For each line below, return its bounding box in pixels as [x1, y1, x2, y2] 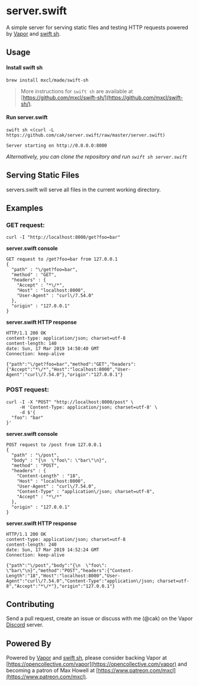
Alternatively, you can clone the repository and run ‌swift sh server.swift [6, 153, 188, 160]
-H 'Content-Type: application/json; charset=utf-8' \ [19, 404, 158, 410]
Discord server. [6, 621, 44, 628]
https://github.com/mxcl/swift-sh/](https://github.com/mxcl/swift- [23, 94, 184, 101]
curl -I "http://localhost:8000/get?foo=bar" [6, 235, 120, 241]
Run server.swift [6, 114, 48, 121]
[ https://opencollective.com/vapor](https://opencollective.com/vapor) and [6, 660, 188, 668]
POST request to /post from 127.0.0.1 [6, 441, 102, 448]
